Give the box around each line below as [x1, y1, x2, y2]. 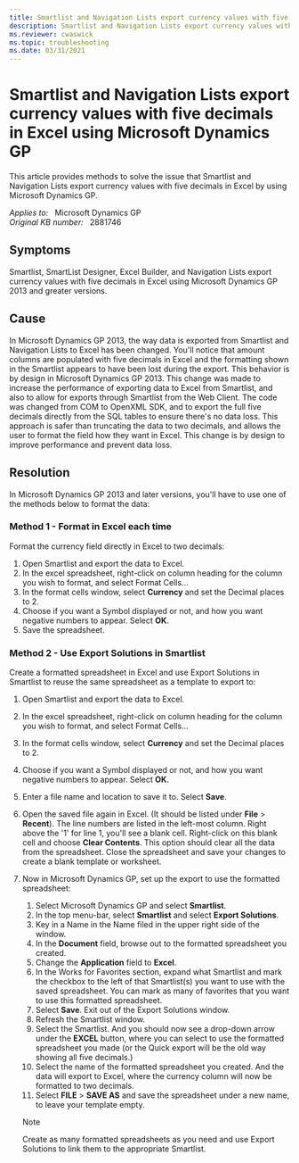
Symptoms [9, 243, 71, 258]
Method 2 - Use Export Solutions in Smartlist [9, 646, 206, 659]
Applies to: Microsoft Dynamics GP [9, 207, 141, 219]
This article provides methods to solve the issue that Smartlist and [9, 171, 252, 182]
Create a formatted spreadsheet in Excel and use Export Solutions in [9, 667, 260, 678]
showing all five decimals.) [35, 1052, 133, 1063]
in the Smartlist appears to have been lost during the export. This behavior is [9, 363, 290, 374]
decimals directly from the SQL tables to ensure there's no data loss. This [9, 411, 279, 421]
